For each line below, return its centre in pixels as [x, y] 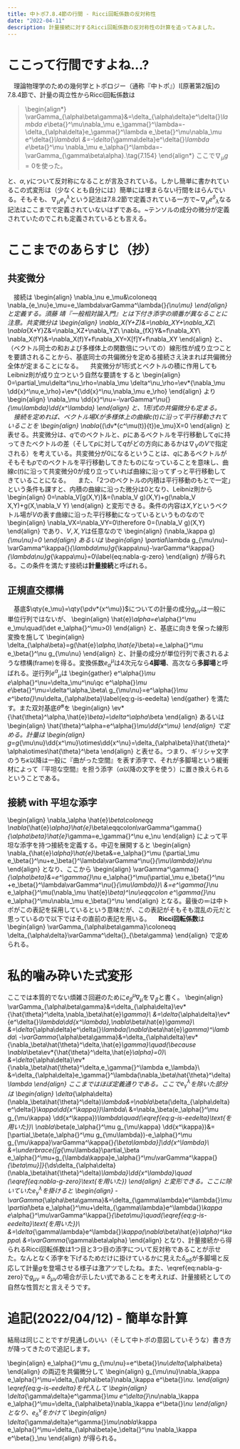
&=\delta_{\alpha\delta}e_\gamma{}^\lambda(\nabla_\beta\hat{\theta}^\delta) [119, 1075]
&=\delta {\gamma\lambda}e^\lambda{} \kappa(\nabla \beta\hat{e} [103, 1231]
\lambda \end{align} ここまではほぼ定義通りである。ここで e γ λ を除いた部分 [118, 1084]
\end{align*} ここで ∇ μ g [193, 156]
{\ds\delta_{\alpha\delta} [80, 1165]
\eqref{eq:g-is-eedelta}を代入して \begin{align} [77, 1388]
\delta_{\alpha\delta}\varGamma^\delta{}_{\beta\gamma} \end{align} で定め [118, 935]
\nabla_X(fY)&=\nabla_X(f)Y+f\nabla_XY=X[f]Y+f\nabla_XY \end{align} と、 [117, 339]
